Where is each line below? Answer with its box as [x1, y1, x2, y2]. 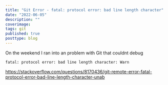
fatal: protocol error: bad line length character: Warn [5, 60, 130, 65]
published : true [5, 31, 40, 36]
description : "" [5, 17, 40, 22]
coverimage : [5, 21, 31, 27]
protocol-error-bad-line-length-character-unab [5, 74, 105, 80]
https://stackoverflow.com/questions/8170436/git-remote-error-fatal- [5, 68, 152, 74]
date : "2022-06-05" [5, 12, 47, 17]
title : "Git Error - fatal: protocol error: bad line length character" [5, 7, 164, 13]
